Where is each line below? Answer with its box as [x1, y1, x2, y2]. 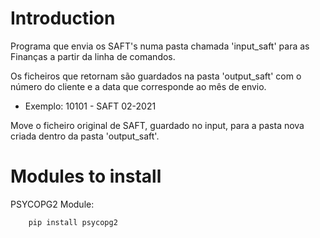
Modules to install [10, 165, 162, 188]
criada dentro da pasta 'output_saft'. [10, 130, 160, 142]
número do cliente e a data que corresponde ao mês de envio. [10, 80, 267, 92]
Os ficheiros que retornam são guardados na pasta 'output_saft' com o [10, 70, 302, 82]
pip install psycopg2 [28, 217, 118, 227]
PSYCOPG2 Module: [10, 198, 95, 210]
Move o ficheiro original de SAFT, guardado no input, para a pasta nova [10, 119, 305, 131]
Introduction [10, 7, 116, 30]
